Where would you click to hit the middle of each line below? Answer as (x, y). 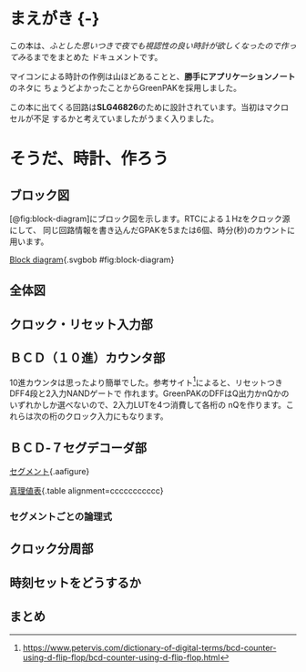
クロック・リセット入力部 (81, 324)
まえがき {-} (55, 19)
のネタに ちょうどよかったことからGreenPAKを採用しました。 (125, 87)
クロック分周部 (51, 549)
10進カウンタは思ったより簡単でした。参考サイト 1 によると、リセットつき (147, 382)
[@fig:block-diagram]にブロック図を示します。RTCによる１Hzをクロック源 (150, 219)
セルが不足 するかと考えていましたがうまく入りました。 (114, 118)
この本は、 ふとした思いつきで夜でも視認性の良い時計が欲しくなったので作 (149, 46)
